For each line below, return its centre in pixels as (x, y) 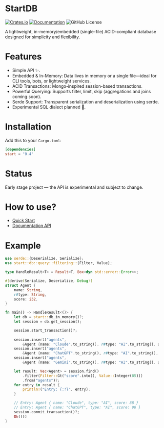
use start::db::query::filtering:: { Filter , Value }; (59, 263)
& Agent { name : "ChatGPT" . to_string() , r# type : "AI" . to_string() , (91, 353)
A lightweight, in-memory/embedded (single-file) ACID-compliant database (81, 31)
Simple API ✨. (26, 70)
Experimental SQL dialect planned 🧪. (49, 107)
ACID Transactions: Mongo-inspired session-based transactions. (77, 86)
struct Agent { (20, 285)
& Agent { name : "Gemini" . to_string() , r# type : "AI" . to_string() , (89, 362)
